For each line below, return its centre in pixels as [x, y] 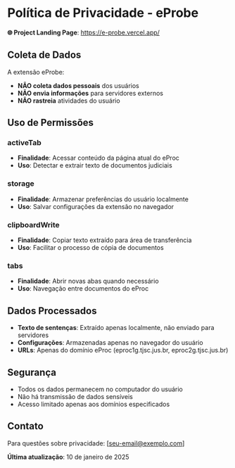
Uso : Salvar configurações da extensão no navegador [96, 206]
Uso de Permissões [50, 123]
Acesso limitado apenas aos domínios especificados [94, 404]
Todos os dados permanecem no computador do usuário [100, 389]
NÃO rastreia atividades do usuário [69, 101]
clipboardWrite [33, 224]
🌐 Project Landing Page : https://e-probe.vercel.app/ [84, 32]
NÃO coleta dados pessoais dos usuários [78, 85]
